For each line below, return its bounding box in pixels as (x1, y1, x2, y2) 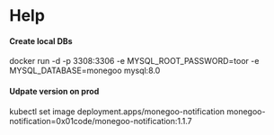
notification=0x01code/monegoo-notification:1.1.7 (9, 115, 193, 126)
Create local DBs (9, 35, 74, 46)
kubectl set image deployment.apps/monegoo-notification (9, 105, 225, 117)
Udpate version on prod (9, 85, 100, 96)
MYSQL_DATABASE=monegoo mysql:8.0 (9, 65, 161, 76)
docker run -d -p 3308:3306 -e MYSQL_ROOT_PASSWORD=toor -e (9, 56, 260, 67)
